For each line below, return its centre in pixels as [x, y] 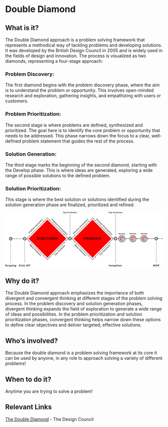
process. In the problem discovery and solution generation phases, [74, 304]
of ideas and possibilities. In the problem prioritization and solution [74, 314]
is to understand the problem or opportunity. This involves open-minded [79, 90]
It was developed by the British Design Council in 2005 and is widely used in [84, 50]
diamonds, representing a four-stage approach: [54, 61]
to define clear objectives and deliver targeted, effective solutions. [73, 325]
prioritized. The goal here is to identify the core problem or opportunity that [83, 130]
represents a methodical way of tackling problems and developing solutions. [84, 45]
